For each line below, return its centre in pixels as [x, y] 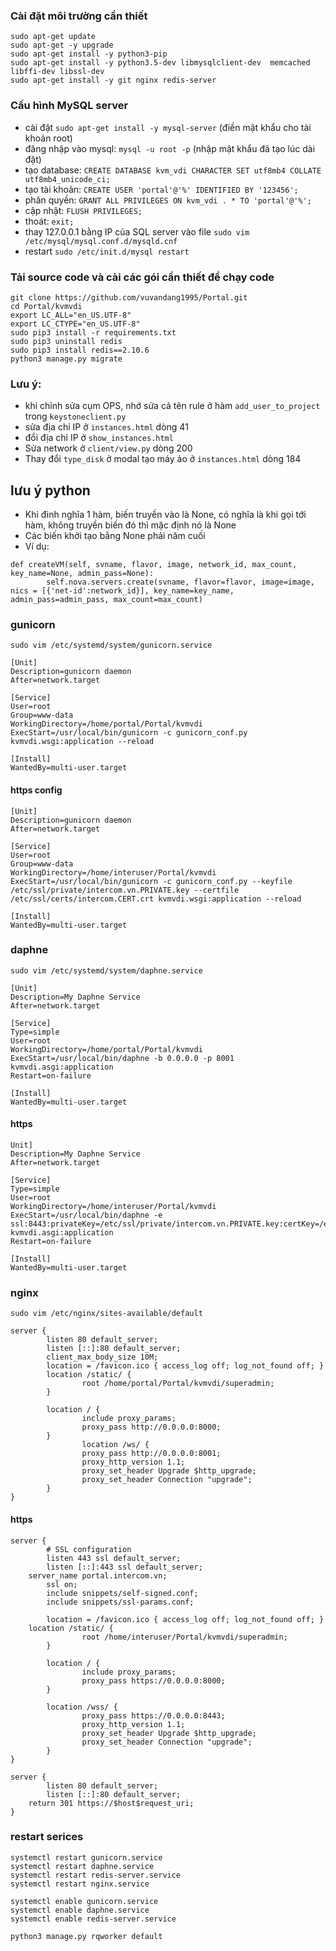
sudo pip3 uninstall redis [66, 341]
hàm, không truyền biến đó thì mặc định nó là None [130, 525]
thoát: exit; [49, 221]
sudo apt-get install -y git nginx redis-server [113, 80]
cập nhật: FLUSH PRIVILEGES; [83, 210]
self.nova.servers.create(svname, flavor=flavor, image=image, [180, 582]
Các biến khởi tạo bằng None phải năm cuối [115, 535]
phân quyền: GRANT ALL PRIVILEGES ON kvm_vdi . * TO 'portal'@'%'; [168, 200]
